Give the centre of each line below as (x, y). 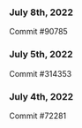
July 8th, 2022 (41, 12)
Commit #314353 (41, 73)
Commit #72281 (38, 116)
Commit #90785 (38, 32)
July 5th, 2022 (41, 55)
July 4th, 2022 (41, 96)
